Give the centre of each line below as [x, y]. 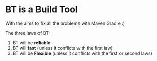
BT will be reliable [31, 43]
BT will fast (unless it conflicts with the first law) [63, 48]
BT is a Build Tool [42, 9]
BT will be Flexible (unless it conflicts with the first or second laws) [83, 53]
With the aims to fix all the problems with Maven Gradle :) [65, 23]
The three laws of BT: [28, 33]
